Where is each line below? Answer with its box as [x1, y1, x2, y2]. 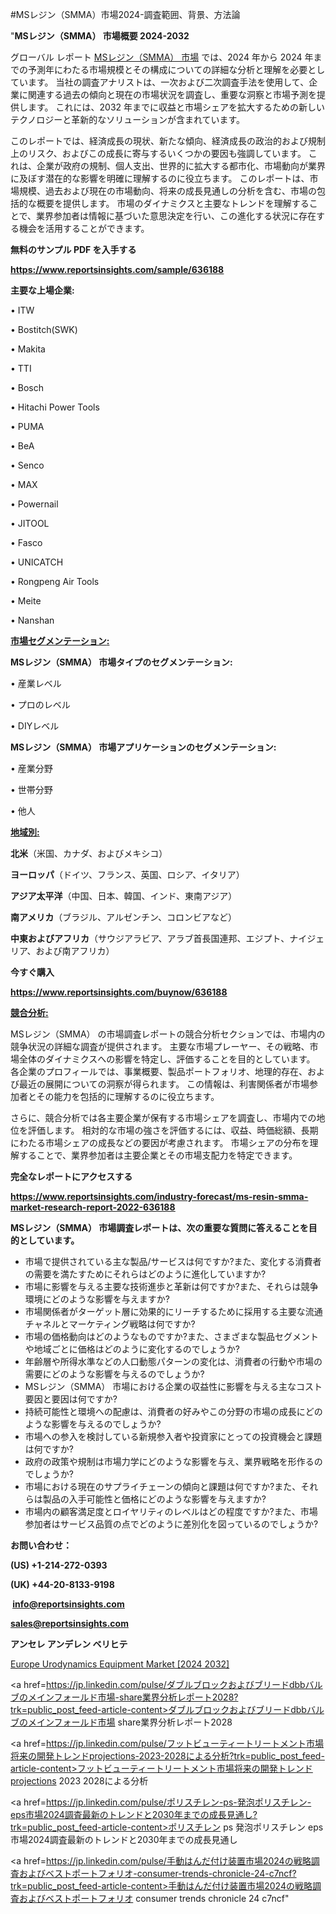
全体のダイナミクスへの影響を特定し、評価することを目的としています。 [18, 1053, 316, 1065]
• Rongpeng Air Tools [10, 576, 100, 587]
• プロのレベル [10, 699, 71, 710]
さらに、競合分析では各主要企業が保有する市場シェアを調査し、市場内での [10, 1112, 317, 1123]
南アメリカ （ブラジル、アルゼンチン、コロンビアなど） [10, 911, 238, 923]
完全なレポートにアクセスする [10, 1171, 133, 1182]
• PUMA [10, 421, 45, 432]
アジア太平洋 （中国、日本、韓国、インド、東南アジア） [10, 890, 238, 902]
